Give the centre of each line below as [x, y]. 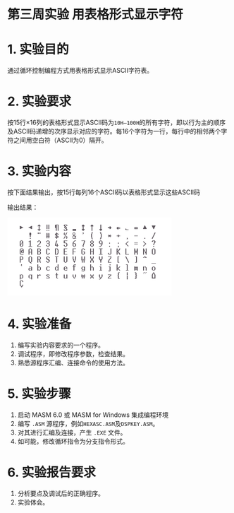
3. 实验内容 [39, 171]
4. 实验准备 [39, 324]
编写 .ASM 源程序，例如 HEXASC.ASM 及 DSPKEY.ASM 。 [88, 423]
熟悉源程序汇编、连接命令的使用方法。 [73, 362]
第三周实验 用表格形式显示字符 [95, 14]
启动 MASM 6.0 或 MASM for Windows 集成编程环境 [93, 415]
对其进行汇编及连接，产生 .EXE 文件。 [72, 432]
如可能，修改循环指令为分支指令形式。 [73, 441]
